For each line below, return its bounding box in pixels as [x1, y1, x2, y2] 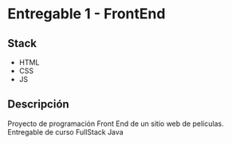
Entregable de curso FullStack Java [7, 127, 124, 136]
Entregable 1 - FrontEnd [7, 5, 166, 23]
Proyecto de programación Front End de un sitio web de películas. [7, 119, 224, 128]
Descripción [7, 97, 69, 112]
